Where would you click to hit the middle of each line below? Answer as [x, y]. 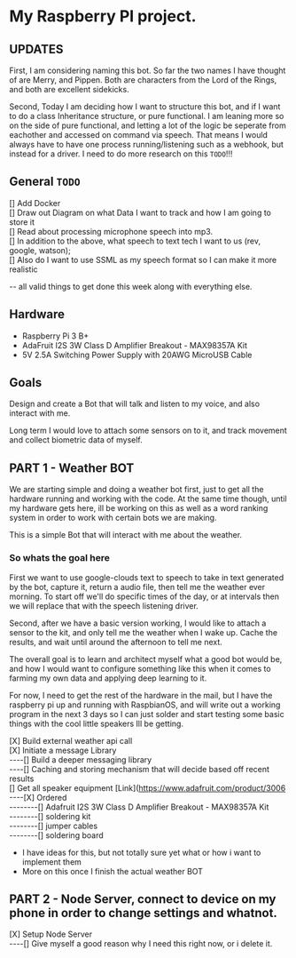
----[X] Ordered [38, 797]
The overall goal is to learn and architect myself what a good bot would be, [146, 659]
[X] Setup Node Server [51, 934]
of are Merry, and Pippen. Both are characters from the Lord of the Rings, [143, 80]
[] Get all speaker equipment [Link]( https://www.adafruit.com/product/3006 [148, 787]
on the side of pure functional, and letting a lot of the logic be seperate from [148, 125]
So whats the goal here [60, 558]
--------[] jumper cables [54, 826]
